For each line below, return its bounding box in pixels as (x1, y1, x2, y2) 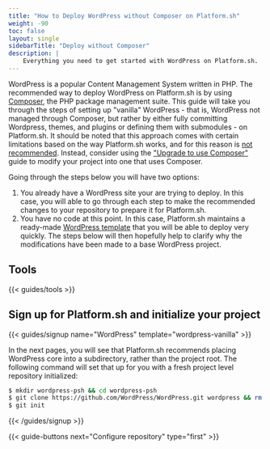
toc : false (8, 27, 45, 35)
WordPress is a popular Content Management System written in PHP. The (8, 78, 253, 89)
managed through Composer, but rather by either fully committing (8, 113, 228, 123)
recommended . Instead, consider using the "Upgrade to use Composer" (8, 147, 249, 158)
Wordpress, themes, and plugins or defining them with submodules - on (8, 122, 248, 132)
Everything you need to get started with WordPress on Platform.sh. (23, 57, 259, 66)
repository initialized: (8, 371, 78, 380)
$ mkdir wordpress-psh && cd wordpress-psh (8, 386, 158, 395)
